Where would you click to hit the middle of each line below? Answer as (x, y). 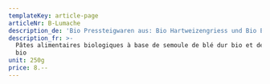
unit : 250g (27, 61)
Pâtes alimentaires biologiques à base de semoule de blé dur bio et (134, 46)
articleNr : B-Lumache (45, 23)
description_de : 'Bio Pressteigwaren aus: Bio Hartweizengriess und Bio (133, 30)
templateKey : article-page (53, 16)
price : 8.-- (28, 68)
